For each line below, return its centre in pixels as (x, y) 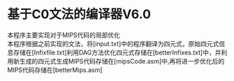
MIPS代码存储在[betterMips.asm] (55, 70)
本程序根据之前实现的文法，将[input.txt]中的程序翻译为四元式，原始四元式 (113, 43)
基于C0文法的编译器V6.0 (79, 14)
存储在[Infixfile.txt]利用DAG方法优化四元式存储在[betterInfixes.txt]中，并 (117, 52)
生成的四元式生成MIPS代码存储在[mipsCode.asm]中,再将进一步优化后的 (122, 61)
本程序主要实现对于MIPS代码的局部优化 (64, 35)
